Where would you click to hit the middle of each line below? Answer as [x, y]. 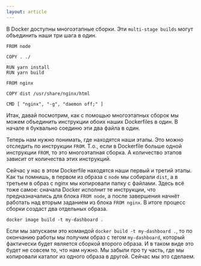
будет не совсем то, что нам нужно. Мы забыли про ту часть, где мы [95, 250]
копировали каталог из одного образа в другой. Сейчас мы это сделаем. [101, 256]
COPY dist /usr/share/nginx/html [48, 94]
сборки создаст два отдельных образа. [57, 208]
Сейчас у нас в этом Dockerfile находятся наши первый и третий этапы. [99, 170]
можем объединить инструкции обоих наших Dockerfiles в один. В [92, 121]
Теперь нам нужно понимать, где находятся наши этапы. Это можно [95, 139]
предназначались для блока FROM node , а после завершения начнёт [93, 196]
